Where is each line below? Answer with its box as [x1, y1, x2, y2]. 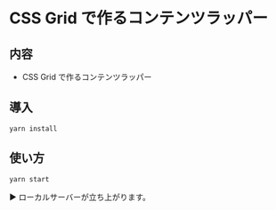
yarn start [9, 174, 50, 183]
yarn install [9, 124, 58, 133]
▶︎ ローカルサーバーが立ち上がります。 [9, 191, 151, 202]
